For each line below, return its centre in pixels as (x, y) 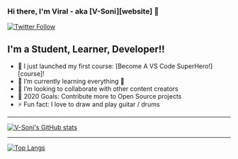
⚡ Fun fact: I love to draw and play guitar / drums (89, 104)
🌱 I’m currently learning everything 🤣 (71, 82)
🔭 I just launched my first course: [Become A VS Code (96, 66)
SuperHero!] (195, 66)
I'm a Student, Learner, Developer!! (86, 49)
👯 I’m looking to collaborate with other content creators (98, 89)
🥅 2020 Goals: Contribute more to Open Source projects (100, 97)
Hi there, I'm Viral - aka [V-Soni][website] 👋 (83, 11)
